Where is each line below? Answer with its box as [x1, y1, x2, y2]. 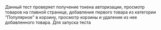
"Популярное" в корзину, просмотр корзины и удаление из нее [5, 15, 138, 20]
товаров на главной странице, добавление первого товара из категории [5, 9, 156, 15]
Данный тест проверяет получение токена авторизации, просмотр [5, 4, 145, 10]
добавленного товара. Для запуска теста [5, 19, 91, 25]
